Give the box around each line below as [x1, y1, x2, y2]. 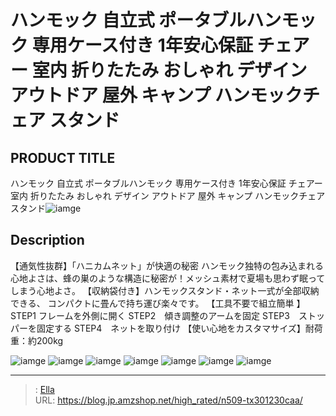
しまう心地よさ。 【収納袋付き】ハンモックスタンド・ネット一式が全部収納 [10, 284, 320, 296]
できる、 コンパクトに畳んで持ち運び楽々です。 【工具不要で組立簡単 [10, 297, 295, 309]
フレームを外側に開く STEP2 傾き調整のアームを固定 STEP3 [38, 309, 290, 321]
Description [10, 232, 85, 249]
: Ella [34, 383, 55, 395]
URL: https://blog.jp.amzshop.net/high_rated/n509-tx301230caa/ [34, 394, 303, 406]
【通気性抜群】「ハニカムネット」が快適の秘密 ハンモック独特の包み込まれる [10, 259, 324, 271]
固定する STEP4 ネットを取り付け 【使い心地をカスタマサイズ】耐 [36, 322, 315, 334]
